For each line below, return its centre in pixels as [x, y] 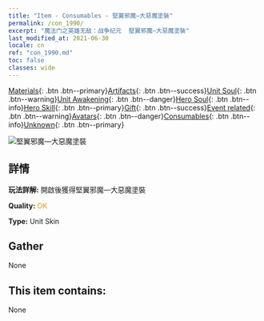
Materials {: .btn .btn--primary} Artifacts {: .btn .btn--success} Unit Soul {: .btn [133, 90]
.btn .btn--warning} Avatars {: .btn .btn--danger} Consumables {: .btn [119, 116]
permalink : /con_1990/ [46, 23]
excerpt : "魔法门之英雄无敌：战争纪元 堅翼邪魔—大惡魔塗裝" [99, 30]
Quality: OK [28, 206]
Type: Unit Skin [34, 221]
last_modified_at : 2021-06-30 [59, 38]
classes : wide [32, 68]
